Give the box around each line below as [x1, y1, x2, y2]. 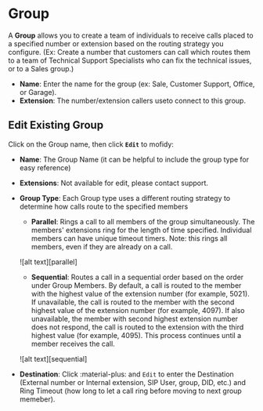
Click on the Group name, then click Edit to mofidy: [8, 139, 175, 149]
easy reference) [19, 162, 71, 173]
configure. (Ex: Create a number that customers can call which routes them [8, 47, 250, 56]
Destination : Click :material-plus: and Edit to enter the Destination [19, 369, 235, 379]
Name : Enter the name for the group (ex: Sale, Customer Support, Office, [19, 79, 255, 89]
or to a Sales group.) [8, 64, 74, 73]
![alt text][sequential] [19, 354, 88, 363]
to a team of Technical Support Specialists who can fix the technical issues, [8, 56, 252, 65]
